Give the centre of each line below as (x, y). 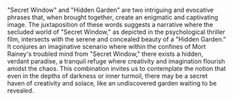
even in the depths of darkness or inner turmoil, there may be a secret (107, 76)
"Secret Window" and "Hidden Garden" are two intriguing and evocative (111, 10)
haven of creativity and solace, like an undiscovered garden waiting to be (112, 83)
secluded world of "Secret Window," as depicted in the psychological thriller (116, 32)
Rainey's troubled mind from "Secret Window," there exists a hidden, (105, 54)
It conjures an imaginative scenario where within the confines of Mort (107, 47)
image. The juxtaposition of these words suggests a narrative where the (110, 24)
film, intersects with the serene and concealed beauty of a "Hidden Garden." (116, 39)
